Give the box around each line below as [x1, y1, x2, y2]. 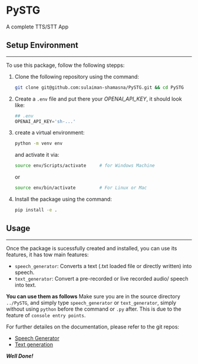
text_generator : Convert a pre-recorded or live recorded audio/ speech [14, 275, 189, 282]
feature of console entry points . [6, 311, 86, 318]
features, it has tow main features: [6, 251, 89, 258]
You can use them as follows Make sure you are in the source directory [6, 292, 181, 299]
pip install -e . [14, 207, 58, 213]
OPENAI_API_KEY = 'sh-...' [14, 118, 76, 124]
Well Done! [6, 352, 34, 359]
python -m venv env [14, 140, 63, 147]
